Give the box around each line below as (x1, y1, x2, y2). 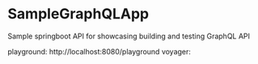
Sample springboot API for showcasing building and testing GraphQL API (7, 31, 251, 41)
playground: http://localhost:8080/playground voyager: (7, 46, 192, 56)
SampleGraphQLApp (7, 5, 150, 23)
